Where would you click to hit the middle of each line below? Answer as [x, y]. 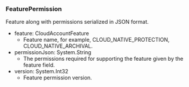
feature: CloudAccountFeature [51, 33]
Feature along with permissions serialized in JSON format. [77, 22]
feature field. [39, 65]
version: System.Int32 [41, 72]
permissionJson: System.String [53, 52]
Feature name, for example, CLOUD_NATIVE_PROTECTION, [96, 40]
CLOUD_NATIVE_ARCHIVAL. [58, 46]
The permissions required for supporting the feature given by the [103, 59]
